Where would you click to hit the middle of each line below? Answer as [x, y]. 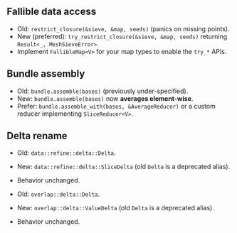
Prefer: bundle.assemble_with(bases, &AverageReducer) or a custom [116, 106]
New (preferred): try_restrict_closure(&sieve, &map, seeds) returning [122, 36]
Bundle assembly [46, 74]
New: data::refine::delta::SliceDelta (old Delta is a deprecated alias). [123, 167]
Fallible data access [52, 12]
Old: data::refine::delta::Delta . [66, 153]
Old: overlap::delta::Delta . [58, 194]
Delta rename [37, 136]
